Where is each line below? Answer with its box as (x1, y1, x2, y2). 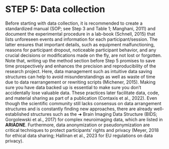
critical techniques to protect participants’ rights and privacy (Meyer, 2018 (5, 127, 159, 133)
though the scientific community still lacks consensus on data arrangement (5, 100, 161, 106)
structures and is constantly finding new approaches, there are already (5, 106, 153, 112)
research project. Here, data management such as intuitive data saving (5, 68, 152, 74)
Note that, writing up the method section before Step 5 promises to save (5, 57, 155, 63)
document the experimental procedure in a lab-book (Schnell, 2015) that (5, 31, 155, 37)
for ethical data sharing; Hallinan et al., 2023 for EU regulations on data (5, 132, 153, 138)
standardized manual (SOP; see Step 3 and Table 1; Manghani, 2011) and (5, 25, 155, 31)
